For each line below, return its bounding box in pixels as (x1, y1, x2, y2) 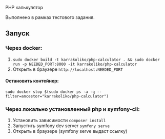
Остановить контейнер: (5, 78, 59, 84)
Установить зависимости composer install (12, 117, 106, 124)
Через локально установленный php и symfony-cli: (5, 105, 140, 112)
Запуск (5, 29, 30, 38)
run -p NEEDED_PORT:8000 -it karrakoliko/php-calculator (12, 62, 137, 67)
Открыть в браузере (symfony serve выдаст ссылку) (12, 128, 128, 134)
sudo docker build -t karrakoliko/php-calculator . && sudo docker (12, 57, 160, 62)
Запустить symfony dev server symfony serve (12, 123, 110, 129)
